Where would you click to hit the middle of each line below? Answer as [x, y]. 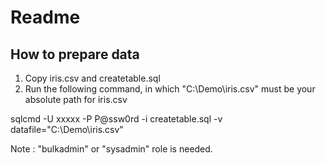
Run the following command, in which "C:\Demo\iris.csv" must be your [170, 89]
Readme [45, 17]
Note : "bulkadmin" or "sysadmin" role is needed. [111, 149]
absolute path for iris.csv [76, 99]
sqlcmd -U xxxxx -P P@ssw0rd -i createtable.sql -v [116, 119]
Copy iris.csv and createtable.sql [92, 78]
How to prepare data [75, 54]
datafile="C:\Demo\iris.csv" [67, 129]
